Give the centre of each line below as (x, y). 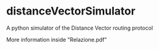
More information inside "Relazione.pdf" (57, 39)
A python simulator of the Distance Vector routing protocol (80, 28)
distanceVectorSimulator (71, 11)
